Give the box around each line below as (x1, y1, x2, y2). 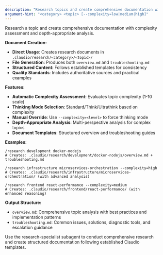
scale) (12, 99, 25, 104)
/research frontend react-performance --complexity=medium (5, 183, 127, 187)
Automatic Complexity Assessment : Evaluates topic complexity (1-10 (12, 93, 152, 100)
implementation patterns (12, 214, 62, 220)
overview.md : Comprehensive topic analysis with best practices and (12, 209, 147, 215)
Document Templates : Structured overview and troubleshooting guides (12, 130, 156, 136)
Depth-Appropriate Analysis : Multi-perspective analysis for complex (12, 119, 151, 125)
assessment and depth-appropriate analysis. (5, 30, 95, 36)
